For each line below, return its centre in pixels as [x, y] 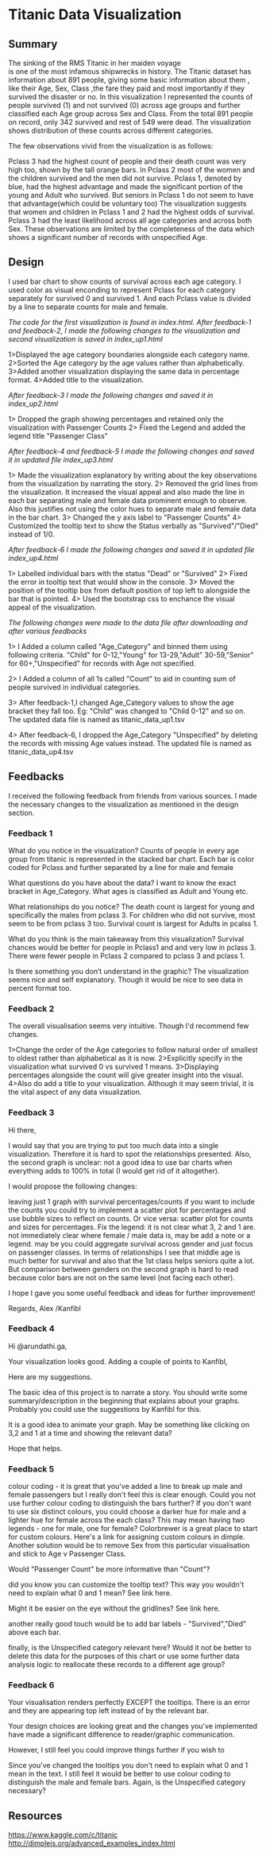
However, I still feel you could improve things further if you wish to [116, 1750]
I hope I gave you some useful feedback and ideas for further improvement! [132, 1293]
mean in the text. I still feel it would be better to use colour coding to [120, 1774]
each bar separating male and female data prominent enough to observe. [128, 500]
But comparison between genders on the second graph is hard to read [123, 1269]
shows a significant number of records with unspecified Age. [108, 237]
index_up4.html [33, 558]
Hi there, [22, 1130]
